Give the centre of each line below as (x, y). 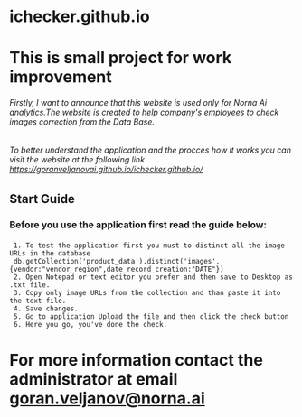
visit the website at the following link (77, 159)
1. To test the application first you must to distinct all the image (149, 246)
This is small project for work (121, 58)
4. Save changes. (46, 309)
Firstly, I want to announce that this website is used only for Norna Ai (138, 102)
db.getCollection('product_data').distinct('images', (117, 261)
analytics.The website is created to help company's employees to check (144, 112)
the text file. (38, 301)
